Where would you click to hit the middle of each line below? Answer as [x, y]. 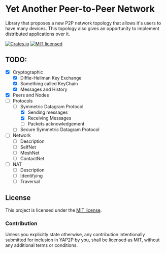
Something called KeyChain [49, 83]
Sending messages [48, 112]
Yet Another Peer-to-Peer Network [80, 9]
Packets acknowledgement [56, 124]
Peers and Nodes [31, 95]
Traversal [30, 181]
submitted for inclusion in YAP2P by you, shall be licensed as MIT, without [82, 240]
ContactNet [32, 158]
